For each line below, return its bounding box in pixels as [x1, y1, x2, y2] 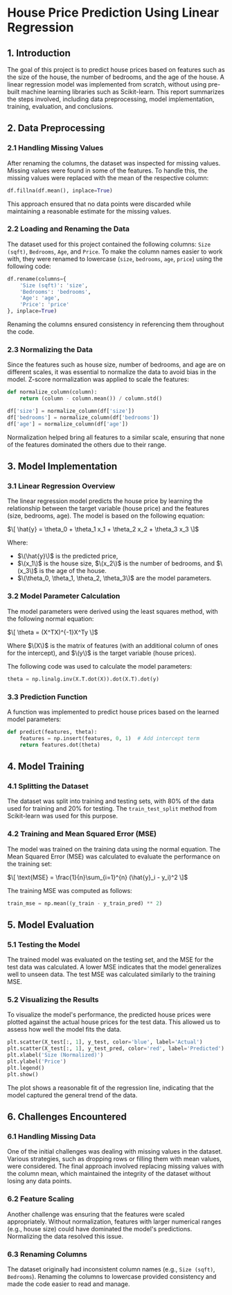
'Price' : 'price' [19, 301, 70, 308]
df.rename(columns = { [7, 275, 67, 282]
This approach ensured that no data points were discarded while [7, 200, 192, 208]
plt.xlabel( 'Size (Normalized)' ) [7, 1052, 104, 1059]
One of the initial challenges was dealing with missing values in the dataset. [7, 1147, 223, 1156]
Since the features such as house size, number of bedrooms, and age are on [7, 360, 226, 369]
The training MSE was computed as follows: [7, 886, 133, 895]
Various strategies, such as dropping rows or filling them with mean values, [7, 1155, 222, 1163]
